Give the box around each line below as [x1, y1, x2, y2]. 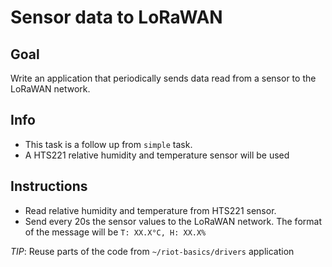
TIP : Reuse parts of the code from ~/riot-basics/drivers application [10, 245, 295, 257]
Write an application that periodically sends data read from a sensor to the [10, 72, 317, 84]
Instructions [10, 178, 88, 195]
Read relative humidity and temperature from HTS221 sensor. [24, 204, 277, 216]
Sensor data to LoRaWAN [10, 6, 223, 29]
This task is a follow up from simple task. [24, 138, 193, 150]
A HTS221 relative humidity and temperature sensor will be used [24, 149, 290, 161]
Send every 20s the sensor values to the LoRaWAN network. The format [24, 215, 322, 227]
